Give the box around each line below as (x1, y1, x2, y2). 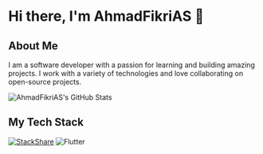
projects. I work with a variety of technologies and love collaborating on (8, 69, 244, 78)
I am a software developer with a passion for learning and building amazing (8, 60, 255, 69)
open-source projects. (8, 77, 82, 86)
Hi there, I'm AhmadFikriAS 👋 (8, 7, 205, 26)
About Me (8, 39, 58, 53)
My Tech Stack (8, 116, 84, 129)
